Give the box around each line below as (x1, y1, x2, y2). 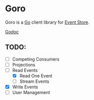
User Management (12, 90, 50, 96)
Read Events (12, 67, 38, 73)
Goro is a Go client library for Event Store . (5, 19, 90, 25)
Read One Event (19, 72, 53, 79)
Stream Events (19, 78, 49, 84)
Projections (12, 62, 35, 67)
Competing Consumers (12, 56, 60, 62)
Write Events (12, 84, 38, 90)
